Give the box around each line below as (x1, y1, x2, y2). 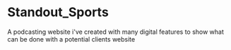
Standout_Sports (7, 4, 109, 20)
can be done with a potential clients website (7, 35, 136, 43)
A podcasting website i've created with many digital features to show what (7, 27, 225, 36)
